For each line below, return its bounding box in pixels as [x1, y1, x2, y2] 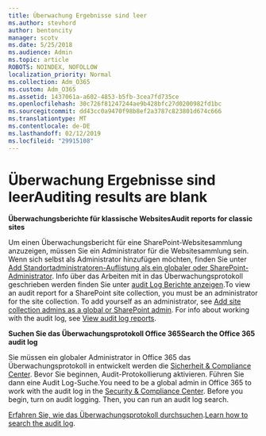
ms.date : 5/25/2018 [8, 41, 73, 49]
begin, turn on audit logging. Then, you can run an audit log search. [8, 395, 229, 404]
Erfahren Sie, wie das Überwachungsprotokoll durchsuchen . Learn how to [8, 410, 249, 420]
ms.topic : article [8, 56, 69, 64]
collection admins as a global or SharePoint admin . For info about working [8, 305, 250, 315]
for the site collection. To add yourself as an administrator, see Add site [8, 296, 241, 306]
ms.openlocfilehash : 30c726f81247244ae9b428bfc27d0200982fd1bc [8, 100, 222, 108]
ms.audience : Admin [8, 48, 73, 56]
